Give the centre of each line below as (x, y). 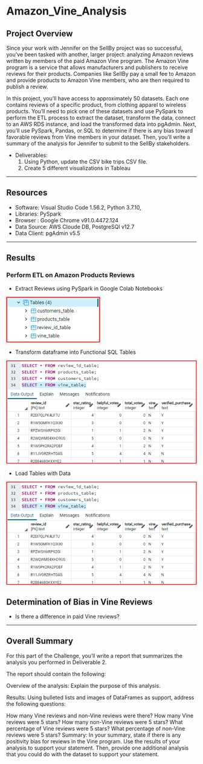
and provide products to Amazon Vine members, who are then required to (98, 80)
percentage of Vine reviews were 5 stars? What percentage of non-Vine (96, 728)
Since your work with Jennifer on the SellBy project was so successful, (95, 48)
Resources (27, 193)
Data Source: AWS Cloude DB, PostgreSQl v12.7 (75, 227)
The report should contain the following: (56, 674)
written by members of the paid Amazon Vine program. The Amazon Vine (98, 61)
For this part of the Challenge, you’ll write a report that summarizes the (94, 656)
